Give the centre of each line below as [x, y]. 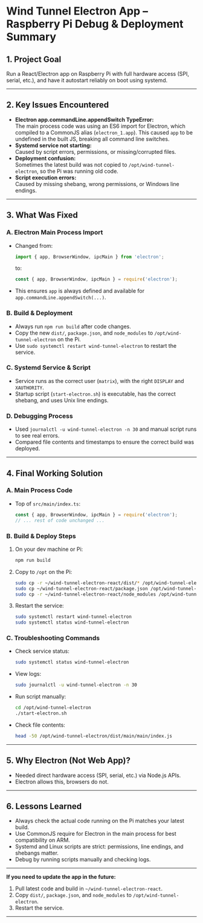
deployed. [27, 448]
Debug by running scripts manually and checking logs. [83, 859]
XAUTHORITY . [29, 387]
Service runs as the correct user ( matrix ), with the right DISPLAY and [99, 381]
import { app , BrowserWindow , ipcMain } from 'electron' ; [89, 257]
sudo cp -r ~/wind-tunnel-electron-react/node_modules [85, 594]
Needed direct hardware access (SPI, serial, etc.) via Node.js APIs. [98, 775]
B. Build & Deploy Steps [41, 536]
